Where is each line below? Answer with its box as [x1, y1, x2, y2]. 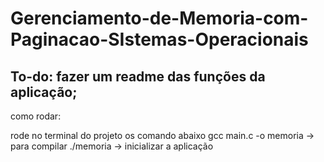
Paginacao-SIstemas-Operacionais [10, 28, 309, 51]
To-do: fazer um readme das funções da [10, 68, 266, 85]
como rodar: [10, 110, 62, 122]
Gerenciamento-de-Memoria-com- [10, 7, 309, 30]
